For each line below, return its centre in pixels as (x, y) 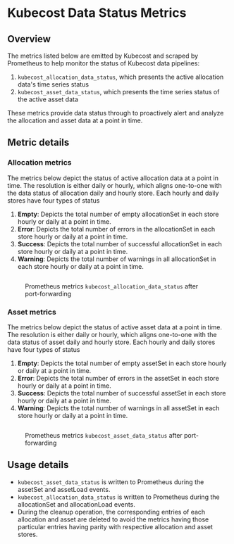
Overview (29, 39)
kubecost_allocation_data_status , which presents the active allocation (121, 77)
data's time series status (53, 84)
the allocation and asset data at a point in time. (75, 120)
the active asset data (48, 99)
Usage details (38, 465)
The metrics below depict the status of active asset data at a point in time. (115, 327)
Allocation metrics (39, 163)
